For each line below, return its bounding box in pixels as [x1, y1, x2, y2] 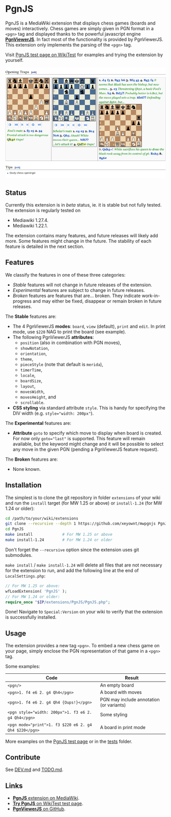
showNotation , [20, 345, 49, 351]
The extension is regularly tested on [5, 207, 81, 213]
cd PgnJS [5, 527, 24, 532]
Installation [5, 481, 42, 490]
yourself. [5, 57, 24, 63]
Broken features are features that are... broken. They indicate [12, 292, 141, 299]
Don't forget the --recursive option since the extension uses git [5, 547, 139, 553]
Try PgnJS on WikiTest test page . [12, 801, 83, 807]
